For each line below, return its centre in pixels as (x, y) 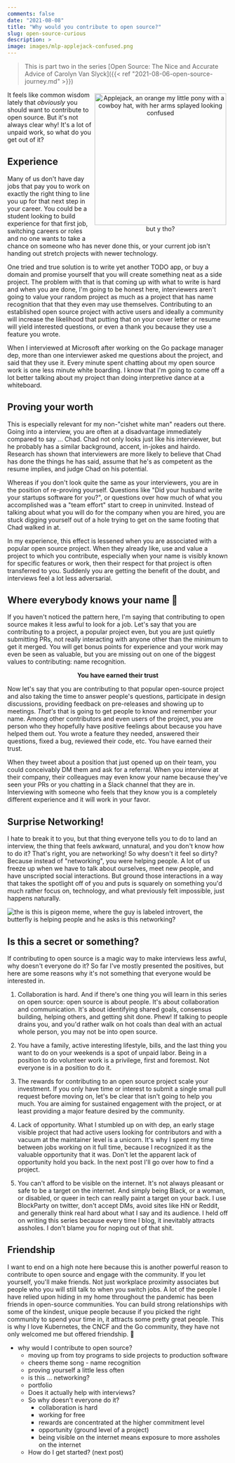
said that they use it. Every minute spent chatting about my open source (111, 362)
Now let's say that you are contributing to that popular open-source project (116, 689)
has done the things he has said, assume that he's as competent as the (110, 461)
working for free (62, 1415)
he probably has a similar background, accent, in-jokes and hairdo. (104, 446)
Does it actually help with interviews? (81, 1392)
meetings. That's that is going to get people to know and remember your (112, 711)
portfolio (40, 1385)
